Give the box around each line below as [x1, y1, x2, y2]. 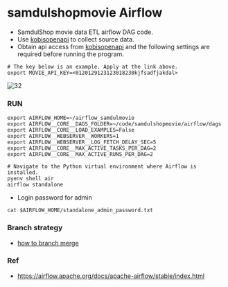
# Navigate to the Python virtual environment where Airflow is [7, 163, 197, 171]
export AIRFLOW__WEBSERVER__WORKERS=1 [7, 133, 119, 140]
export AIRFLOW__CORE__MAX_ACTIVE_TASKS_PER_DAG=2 [7, 145, 157, 152]
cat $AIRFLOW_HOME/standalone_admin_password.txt [7, 207, 154, 214]
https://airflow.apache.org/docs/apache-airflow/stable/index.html [17, 272, 205, 280]
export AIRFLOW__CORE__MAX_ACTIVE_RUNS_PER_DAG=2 [7, 151, 154, 158]
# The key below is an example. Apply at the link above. [7, 63, 178, 70]
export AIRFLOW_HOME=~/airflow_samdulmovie [7, 114, 135, 122]
